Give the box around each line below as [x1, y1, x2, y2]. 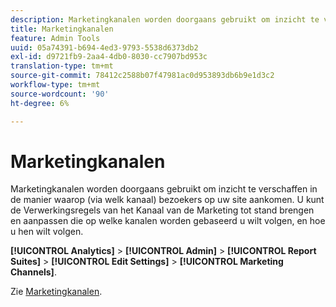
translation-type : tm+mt [10, 61, 114, 71]
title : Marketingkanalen [10, 24, 114, 34]
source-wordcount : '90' [10, 89, 110, 99]
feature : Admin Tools [10, 33, 101, 43]
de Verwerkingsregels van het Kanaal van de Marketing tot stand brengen [10, 204, 315, 216]
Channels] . [10, 266, 57, 278]
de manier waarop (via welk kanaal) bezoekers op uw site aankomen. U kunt [10, 194, 325, 206]
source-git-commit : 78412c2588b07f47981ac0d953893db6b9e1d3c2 [10, 71, 275, 81]
